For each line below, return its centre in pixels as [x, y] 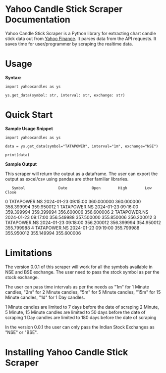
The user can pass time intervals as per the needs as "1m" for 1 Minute [77, 287]
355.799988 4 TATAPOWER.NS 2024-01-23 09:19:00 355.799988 [72, 228]
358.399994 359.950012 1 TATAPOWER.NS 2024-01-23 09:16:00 [72, 207]
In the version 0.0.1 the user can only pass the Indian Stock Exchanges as [80, 327]
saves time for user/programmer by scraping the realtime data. [69, 44]
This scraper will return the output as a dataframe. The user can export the [82, 174]
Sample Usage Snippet [29, 128]
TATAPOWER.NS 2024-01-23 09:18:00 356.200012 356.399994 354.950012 [83, 222]
